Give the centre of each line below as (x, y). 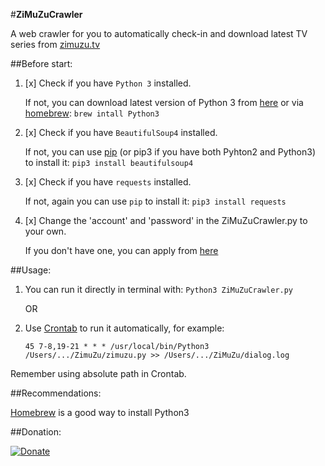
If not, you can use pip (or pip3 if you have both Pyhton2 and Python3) (170, 152)
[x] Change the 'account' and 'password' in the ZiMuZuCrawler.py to (166, 220)
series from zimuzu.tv (55, 44)
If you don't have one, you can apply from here (121, 250)
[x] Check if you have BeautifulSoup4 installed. (121, 132)
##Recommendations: (56, 393)
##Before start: (41, 63)
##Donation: (36, 432)
